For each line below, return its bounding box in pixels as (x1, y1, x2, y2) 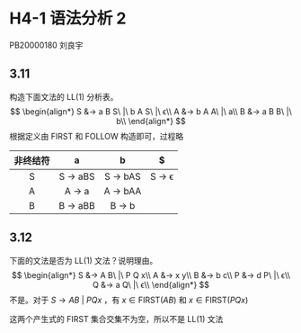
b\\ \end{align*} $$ (116, 115, 186, 126)
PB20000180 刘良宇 (9, 40, 84, 50)
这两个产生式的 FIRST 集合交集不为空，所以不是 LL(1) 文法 (9, 313, 224, 324)
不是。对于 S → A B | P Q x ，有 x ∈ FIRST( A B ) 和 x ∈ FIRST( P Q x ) (9, 294, 249, 305)
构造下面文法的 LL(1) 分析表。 (9, 91, 119, 102)
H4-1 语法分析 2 (9, 8, 127, 29)
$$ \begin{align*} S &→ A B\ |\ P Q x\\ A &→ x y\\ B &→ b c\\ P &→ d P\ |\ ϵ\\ (12, 269, 290, 280)
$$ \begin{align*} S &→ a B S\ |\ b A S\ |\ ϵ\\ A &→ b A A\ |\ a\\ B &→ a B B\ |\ (10, 105, 292, 117)
